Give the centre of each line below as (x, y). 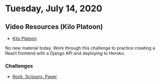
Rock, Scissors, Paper (35, 77)
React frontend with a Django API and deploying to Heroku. (65, 53)
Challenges (19, 66)
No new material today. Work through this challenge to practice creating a (80, 48)
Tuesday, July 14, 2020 (54, 9)
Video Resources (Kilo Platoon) (54, 27)
